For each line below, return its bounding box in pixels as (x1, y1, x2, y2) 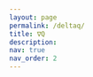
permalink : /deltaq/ (9, 21, 86, 30)
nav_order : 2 (9, 54, 58, 63)
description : (9, 37, 58, 47)
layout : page (9, 12, 58, 22)
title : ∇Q (9, 29, 46, 38)
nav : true (9, 46, 46, 55)
